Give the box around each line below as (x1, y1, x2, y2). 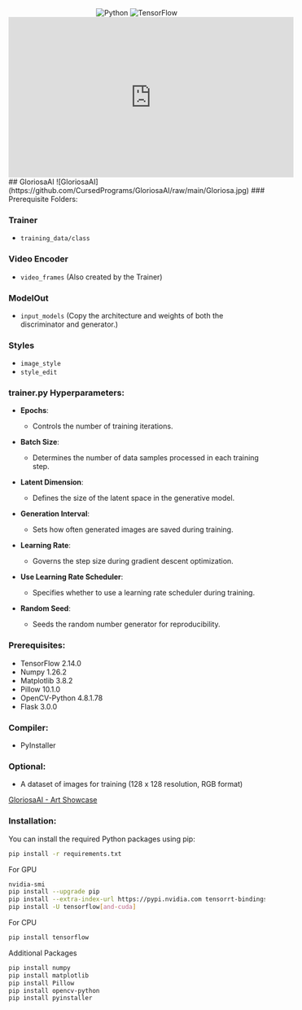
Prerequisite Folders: (8, 195, 78, 204)
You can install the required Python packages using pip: (8, 834, 195, 844)
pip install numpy (8, 964, 71, 972)
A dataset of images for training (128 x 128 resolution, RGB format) (20, 779, 243, 789)
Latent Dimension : (20, 477, 84, 487)
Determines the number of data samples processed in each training (32, 453, 259, 463)
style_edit (20, 368, 58, 377)
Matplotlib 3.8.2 (20, 675, 73, 685)
